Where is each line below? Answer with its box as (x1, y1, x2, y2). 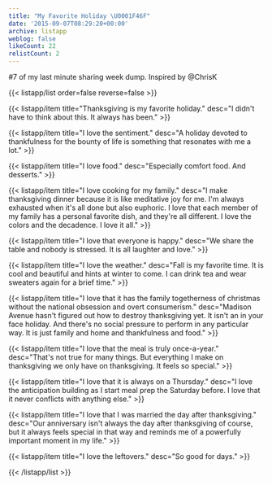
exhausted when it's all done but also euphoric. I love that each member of (8, 203, 258, 212)
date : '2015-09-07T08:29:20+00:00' (8, 20, 129, 28)
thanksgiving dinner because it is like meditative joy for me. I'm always (8, 194, 244, 203)
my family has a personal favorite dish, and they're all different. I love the (8, 212, 252, 221)
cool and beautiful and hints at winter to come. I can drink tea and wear (8, 269, 247, 278)
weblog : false (8, 34, 57, 43)
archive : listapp (8, 27, 67, 35)
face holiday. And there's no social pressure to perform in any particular (8, 319, 249, 329)
